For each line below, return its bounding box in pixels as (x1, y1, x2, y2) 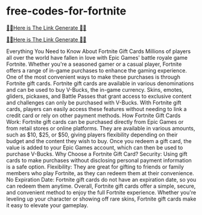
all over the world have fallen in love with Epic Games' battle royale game (6, 54, 188, 61)
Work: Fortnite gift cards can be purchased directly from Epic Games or (6, 118, 184, 125)
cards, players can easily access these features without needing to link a (6, 105, 187, 112)
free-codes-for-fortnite (6, 4, 127, 18)
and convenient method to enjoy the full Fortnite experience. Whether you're (6, 188, 197, 196)
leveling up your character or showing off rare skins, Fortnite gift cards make (6, 195, 197, 202)
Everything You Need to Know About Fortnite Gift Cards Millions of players (6, 47, 191, 55)
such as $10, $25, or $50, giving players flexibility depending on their (6, 131, 178, 138)
